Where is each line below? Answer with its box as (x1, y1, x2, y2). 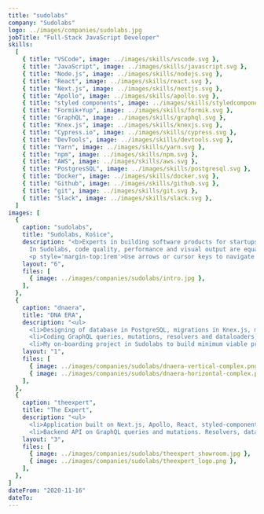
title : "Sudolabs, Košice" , (22, 231, 114, 239)
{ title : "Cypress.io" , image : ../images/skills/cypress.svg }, (22, 128, 237, 136)
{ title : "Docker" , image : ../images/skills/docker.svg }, (22, 172, 220, 181)
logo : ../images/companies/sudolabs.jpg (8, 26, 143, 34)
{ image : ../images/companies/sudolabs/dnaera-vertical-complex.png (28, 362, 258, 370)
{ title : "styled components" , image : (22, 99, 149, 107)
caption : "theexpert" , (22, 398, 97, 407)
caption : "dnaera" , (22, 303, 86, 311)
